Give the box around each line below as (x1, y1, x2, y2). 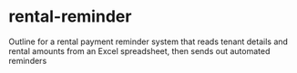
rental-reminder (8, 6, 132, 27)
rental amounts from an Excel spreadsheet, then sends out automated (8, 45, 271, 56)
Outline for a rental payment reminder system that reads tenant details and (8, 36, 289, 47)
